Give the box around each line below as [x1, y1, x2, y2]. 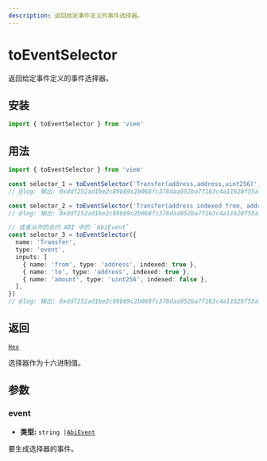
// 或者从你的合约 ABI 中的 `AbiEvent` [8, 223, 130, 231]
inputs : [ [15, 253, 48, 261]
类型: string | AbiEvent [19, 427, 95, 436]
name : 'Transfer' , [15, 238, 77, 246]
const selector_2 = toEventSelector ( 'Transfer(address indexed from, [8, 202, 244, 210]
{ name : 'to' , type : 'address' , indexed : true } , [22, 268, 191, 276]
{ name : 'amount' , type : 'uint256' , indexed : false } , [22, 275, 208, 283]
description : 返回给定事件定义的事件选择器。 [8, 11, 144, 20]
